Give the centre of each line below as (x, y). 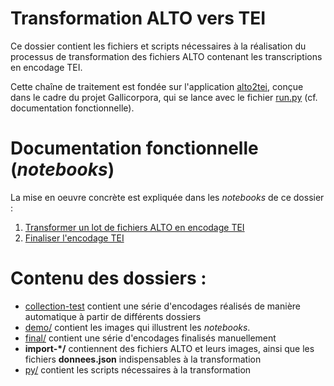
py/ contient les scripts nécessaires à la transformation (138, 369)
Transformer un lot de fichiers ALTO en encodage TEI (134, 227)
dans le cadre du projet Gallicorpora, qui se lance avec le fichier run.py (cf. (164, 97)
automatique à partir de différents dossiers (113, 316)
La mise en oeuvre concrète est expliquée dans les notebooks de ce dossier (167, 197)
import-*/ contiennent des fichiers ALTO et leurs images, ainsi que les (169, 348)
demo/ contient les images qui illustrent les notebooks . (137, 327)
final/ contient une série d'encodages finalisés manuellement (150, 338)
